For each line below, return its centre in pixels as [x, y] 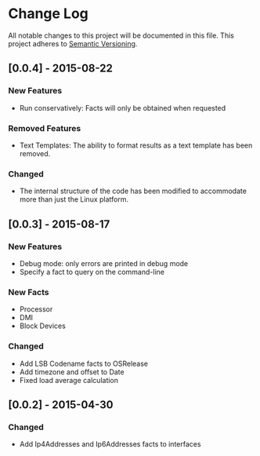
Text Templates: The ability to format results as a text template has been [136, 145]
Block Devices [43, 326]
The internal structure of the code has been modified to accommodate [133, 191]
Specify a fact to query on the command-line [92, 272]
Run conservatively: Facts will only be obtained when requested [123, 108]
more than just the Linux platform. [74, 199]
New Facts [29, 292]
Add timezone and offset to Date [72, 372]
